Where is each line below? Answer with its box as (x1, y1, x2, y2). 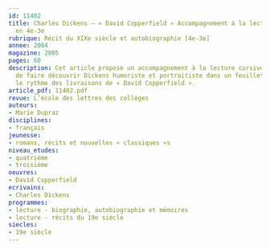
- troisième (8, 161, 48, 169)
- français (8, 124, 45, 132)
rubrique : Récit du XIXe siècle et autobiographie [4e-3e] (8, 34, 211, 43)
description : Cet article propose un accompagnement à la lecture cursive (8, 64, 264, 72)
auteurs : (8, 101, 38, 109)
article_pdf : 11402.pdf (8, 86, 88, 95)
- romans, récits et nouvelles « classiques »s (8, 138, 171, 147)
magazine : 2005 (8, 49, 59, 57)
